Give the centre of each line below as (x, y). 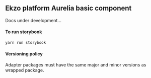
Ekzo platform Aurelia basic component (68, 8)
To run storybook (24, 32)
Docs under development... (33, 20)
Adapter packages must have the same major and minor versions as (76, 65)
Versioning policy (24, 54)
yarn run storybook (26, 43)
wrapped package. (25, 70)
